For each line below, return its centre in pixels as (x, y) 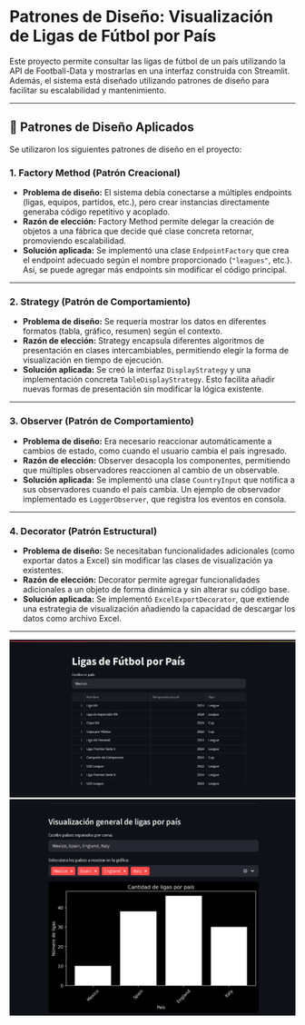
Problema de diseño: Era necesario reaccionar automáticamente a (147, 441)
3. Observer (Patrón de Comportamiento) (102, 422)
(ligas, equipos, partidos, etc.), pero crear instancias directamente (146, 203)
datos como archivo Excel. (72, 618)
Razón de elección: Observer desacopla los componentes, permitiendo (156, 460)
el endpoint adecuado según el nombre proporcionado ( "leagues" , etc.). (157, 260)
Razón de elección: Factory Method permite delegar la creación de (148, 222)
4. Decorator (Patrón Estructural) (83, 531)
